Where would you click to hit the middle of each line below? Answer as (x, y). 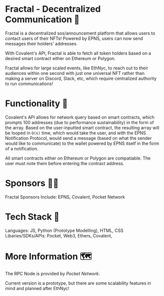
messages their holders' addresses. (41, 43)
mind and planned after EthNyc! (37, 288)
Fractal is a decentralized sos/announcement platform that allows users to (80, 33)
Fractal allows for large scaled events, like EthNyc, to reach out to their (77, 68)
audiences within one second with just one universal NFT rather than (75, 73)
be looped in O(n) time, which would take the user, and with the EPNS (76, 133)
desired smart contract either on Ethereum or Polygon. (60, 58)
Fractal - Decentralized (53, 9)
